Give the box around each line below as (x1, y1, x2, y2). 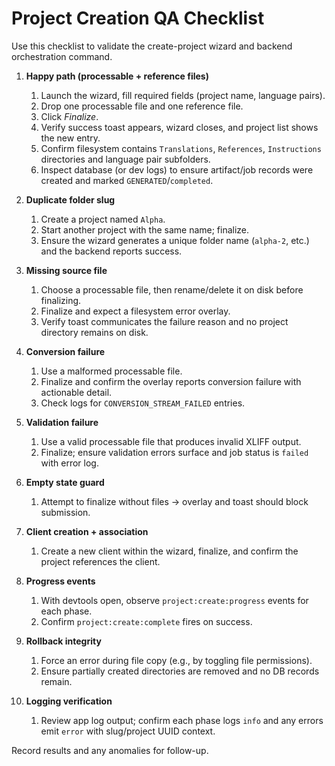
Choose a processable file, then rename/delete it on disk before (40, 283, 304, 296)
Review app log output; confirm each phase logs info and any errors (40, 714, 324, 726)
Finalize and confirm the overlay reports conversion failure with (40, 375, 302, 387)
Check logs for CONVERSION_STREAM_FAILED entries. (40, 397, 246, 409)
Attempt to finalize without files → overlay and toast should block (40, 495, 309, 507)
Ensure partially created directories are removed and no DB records (40, 665, 320, 677)
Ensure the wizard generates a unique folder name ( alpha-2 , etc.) (40, 234, 310, 246)
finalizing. (40, 294, 82, 306)
